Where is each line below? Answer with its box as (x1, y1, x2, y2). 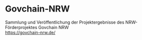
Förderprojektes (5, 24, 38, 30)
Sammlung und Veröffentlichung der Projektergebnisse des (5, 19, 125, 25)
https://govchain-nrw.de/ (5, 29, 55, 35)
